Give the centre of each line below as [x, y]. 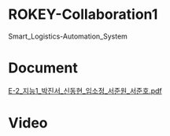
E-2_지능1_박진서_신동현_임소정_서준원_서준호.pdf [85, 90]
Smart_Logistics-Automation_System [68, 36]
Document [43, 68]
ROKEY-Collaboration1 [83, 15]
